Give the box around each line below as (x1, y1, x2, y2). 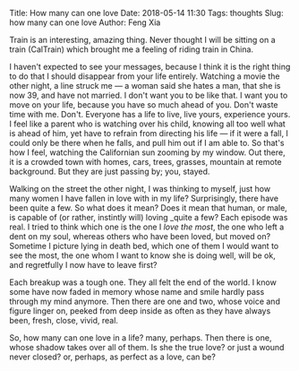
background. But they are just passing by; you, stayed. (9, 166, 210, 177)
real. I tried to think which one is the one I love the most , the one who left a (9, 221, 285, 232)
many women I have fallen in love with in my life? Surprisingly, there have (9, 193, 279, 203)
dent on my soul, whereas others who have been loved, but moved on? (9, 231, 271, 241)
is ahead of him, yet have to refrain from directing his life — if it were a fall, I (9, 128, 289, 138)
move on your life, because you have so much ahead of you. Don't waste (9, 99, 279, 110)
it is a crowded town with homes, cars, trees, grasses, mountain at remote (9, 157, 282, 167)
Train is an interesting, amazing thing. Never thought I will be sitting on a (9, 35, 276, 45)
